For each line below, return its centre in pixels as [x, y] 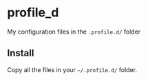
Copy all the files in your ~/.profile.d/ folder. [72, 69]
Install [21, 53]
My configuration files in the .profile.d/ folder [74, 32]
